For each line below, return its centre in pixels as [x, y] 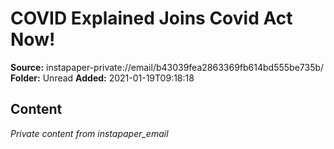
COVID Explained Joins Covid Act [151, 18]
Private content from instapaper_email [89, 133]
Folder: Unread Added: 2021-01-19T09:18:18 [102, 78]
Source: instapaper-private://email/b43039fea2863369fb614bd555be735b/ [167, 67]
